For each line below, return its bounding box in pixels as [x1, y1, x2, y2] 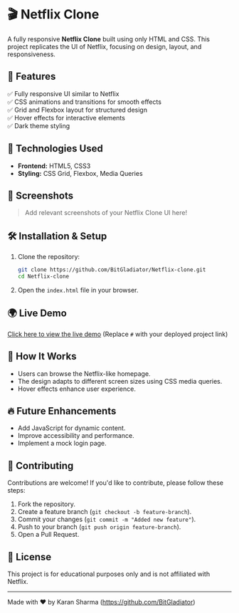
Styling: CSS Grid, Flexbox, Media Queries [17, 169, 144, 177]
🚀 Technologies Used [7, 142, 103, 154]
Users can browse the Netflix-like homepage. [17, 369, 151, 378]
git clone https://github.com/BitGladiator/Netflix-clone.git [17, 266, 206, 273]
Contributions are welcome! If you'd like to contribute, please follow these [7, 478, 224, 487]
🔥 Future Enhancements [7, 404, 117, 417]
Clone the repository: [17, 253, 80, 261]
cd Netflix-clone [17, 273, 70, 281]
